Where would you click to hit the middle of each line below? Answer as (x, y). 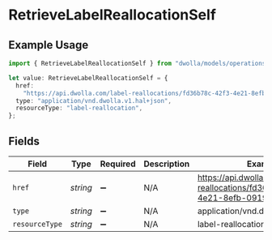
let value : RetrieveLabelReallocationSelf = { (88, 78)
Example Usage (49, 45)
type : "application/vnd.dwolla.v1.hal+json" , (94, 101)
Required (118, 164)
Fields (24, 141)
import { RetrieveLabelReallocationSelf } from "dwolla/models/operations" (139, 63)
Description (167, 164)
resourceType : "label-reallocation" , (79, 108)
